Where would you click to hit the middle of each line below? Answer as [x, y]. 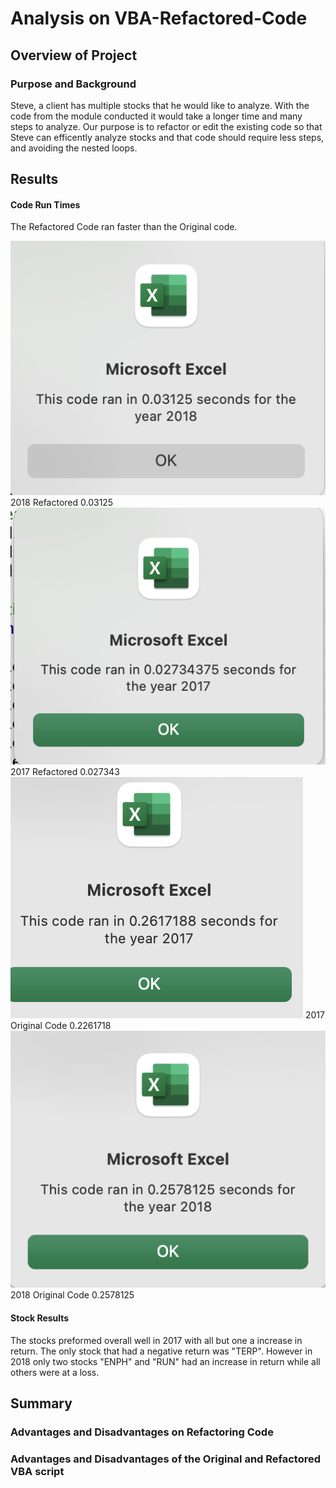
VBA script [37, 1471]
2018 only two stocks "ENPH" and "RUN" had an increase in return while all [165, 1361]
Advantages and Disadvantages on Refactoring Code [142, 1432]
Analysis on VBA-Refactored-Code [159, 18]
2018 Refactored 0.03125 [62, 503]
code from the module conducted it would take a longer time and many [156, 116]
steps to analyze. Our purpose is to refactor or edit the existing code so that [166, 126]
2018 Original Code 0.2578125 [72, 1295]
